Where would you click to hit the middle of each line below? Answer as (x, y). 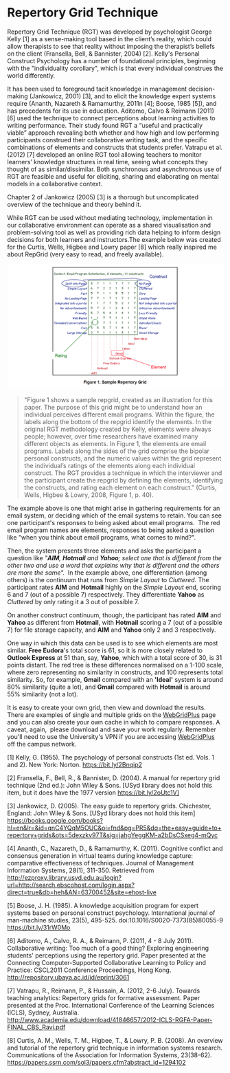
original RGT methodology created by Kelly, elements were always (117, 429)
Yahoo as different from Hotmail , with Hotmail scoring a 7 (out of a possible (115, 622)
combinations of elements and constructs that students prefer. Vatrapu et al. (115, 147)
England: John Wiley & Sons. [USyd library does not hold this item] (101, 813)
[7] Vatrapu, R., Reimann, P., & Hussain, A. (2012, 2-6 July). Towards (104, 991)
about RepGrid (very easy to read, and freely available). (85, 254)
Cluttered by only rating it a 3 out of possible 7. (73, 601)
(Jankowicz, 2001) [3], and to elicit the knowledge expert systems (123, 96)
